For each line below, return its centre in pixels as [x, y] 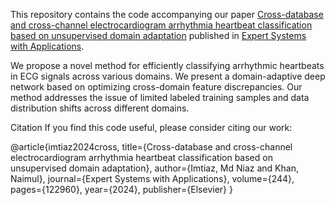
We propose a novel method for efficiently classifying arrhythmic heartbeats [167, 65]
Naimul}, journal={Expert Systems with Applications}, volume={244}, [152, 178]
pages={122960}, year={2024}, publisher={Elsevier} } [121, 189]
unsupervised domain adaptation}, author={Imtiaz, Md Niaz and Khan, [154, 168]
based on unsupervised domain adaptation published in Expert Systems [158, 35]
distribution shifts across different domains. [100, 108]
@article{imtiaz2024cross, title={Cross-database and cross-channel [151, 147]
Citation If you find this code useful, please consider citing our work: [151, 127]
